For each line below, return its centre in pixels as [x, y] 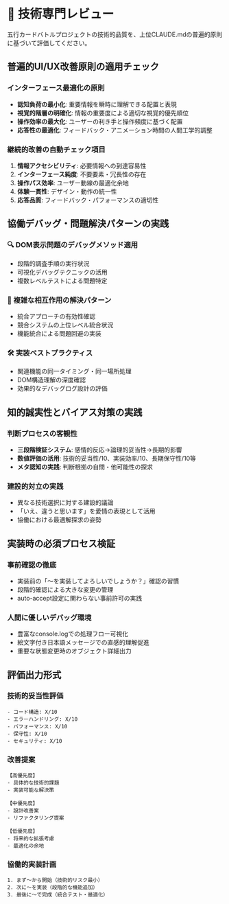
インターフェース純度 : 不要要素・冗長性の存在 [82, 174]
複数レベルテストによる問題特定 [62, 280]
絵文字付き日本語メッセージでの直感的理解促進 [83, 642]
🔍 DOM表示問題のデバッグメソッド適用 [73, 245]
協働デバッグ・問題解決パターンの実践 [88, 224]
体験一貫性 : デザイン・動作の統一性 [67, 191]
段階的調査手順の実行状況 [53, 263]
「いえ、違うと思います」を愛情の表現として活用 [86, 511]
